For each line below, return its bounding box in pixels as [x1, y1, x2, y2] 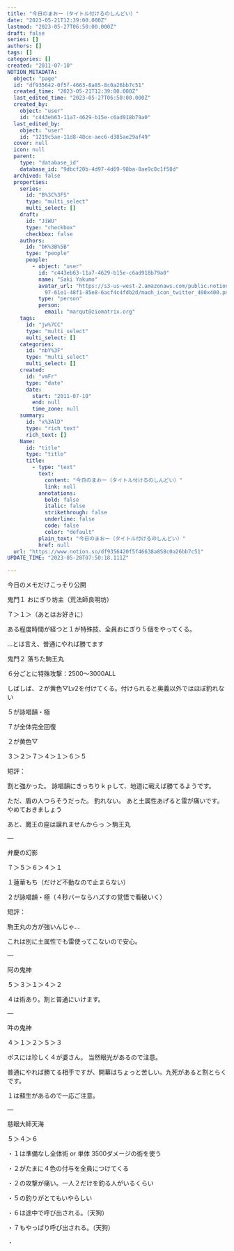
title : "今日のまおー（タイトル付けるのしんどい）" [7, 10, 139, 17]
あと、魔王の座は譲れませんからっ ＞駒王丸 [7, 820, 131, 829]
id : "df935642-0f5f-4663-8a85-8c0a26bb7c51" [13, 82, 145, 89]
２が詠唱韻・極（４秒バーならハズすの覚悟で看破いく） [7, 893, 166, 901]
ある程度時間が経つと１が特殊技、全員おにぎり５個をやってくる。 [7, 625, 196, 634]
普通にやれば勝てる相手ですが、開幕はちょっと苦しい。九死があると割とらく [7, 1068, 227, 1077]
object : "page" [13, 75, 58, 82]
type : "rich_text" [25, 424, 79, 432]
